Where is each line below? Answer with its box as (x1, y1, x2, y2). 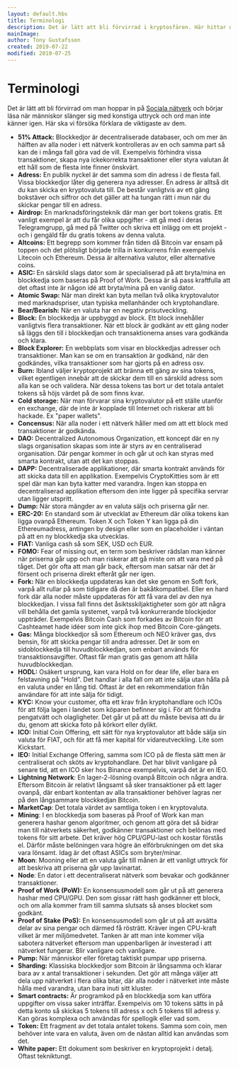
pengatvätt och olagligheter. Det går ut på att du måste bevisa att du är (17, 713, 225, 721)
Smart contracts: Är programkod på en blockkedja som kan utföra (17, 991, 212, 1000)
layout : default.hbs (7, 10, 69, 18)
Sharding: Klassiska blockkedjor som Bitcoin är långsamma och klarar (17, 961, 222, 970)
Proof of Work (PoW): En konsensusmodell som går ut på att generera (17, 886, 224, 894)
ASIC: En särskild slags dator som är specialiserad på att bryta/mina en (17, 268, 226, 276)
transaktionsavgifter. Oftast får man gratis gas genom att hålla (17, 652, 198, 661)
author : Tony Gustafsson (7, 37, 81, 44)
